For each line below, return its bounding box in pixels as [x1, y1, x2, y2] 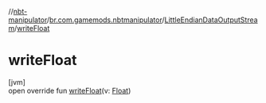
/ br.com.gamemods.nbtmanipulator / [46, 15, 165, 25]
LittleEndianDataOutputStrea [164, 15, 258, 25]
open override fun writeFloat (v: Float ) [8, 86, 131, 95]
